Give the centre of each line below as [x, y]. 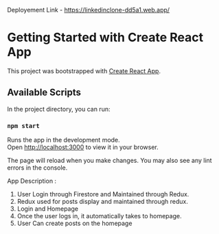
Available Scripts [44, 93]
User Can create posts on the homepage [74, 223]
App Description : [32, 181]
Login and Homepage [48, 209]
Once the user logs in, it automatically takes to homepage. [99, 216]
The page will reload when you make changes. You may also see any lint [109, 161]
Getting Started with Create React [105, 38]
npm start [23, 126]
